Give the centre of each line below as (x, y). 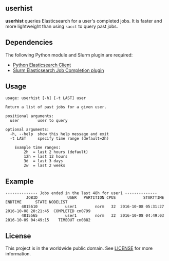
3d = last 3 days (43, 161)
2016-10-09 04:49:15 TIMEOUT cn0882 (48, 220)
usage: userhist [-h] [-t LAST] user (46, 98)
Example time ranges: (37, 148)
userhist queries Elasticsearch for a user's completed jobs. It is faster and (84, 21)
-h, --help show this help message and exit (60, 134)
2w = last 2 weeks (45, 166)
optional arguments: (27, 130)
